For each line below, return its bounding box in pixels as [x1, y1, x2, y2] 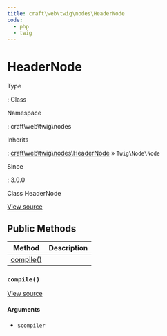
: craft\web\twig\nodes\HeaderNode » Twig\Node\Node [7, 149, 160, 158]
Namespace [7, 109, 41, 118]
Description [48, 243, 88, 252]
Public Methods [7, 223, 77, 234]
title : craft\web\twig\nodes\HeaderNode [7, 10, 126, 17]
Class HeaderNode [7, 189, 61, 198]
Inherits [7, 136, 29, 144]
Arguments [7, 305, 41, 313]
